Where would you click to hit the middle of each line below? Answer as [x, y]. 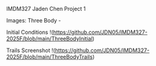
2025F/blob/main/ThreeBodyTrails [50, 57]
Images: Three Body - [34, 20]
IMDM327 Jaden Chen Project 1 [46, 9]
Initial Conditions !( [30, 32]
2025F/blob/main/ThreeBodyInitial [49, 38]
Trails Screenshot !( [31, 50]
